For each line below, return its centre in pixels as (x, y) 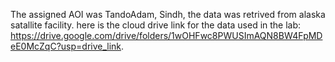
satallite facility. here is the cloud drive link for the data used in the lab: (156, 25)
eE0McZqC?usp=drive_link (66, 46)
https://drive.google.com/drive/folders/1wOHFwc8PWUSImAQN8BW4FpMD (166, 35)
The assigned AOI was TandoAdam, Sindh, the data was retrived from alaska (168, 14)
